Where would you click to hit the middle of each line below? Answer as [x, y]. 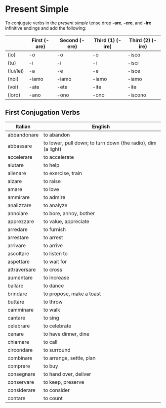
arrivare [17, 245]
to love [51, 189]
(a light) [53, 149]
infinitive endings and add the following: [46, 28]
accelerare [20, 157]
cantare [17, 317]
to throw [53, 302]
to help [52, 165]
